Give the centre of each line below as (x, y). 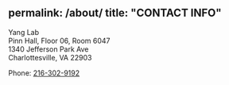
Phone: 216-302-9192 (44, 73)
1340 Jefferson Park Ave (49, 49)
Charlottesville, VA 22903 (50, 57)
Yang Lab (24, 32)
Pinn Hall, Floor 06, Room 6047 (59, 41)
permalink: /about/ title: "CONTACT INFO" (115, 13)
